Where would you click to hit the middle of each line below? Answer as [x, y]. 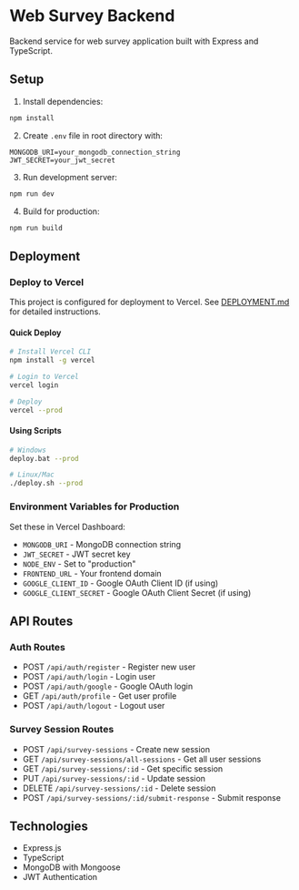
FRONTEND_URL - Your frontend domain [92, 573]
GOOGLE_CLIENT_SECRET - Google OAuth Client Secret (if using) [137, 592]
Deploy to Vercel [47, 281]
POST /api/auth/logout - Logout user [94, 706]
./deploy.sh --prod [46, 484]
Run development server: [70, 177]
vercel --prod [36, 410]
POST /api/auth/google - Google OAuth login [108, 686]
